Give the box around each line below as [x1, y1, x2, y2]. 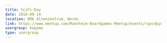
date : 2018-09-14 [5, 12, 41, 17]
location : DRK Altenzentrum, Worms [5, 16, 79, 21]
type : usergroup [5, 30, 39, 35]
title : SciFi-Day [5, 7, 41, 12]
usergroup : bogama [5, 26, 43, 31]
